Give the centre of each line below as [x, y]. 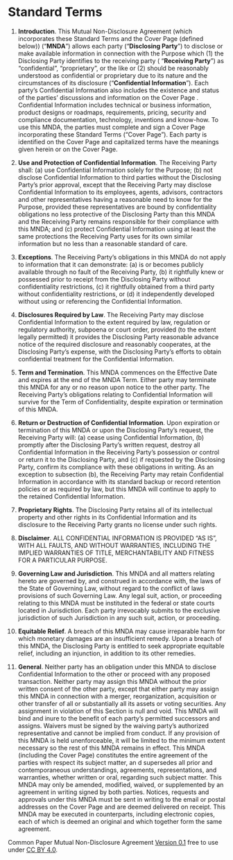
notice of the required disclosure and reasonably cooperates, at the [114, 344]
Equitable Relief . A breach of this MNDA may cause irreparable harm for [121, 631]
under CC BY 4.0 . [33, 850]
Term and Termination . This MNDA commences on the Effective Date [118, 372]
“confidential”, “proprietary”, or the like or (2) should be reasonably [113, 68]
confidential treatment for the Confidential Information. [96, 359]
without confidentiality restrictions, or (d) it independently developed [116, 294]
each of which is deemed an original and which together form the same [120, 821]
